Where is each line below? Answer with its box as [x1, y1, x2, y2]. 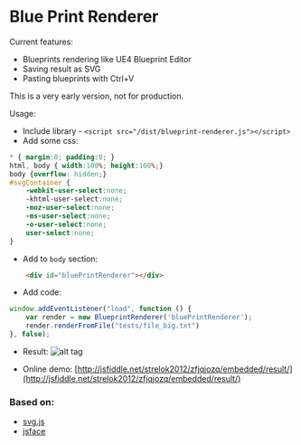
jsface [22, 426, 46, 437]
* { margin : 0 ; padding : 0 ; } [9, 152, 116, 162]
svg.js [22, 416, 45, 427]
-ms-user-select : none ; [25, 212, 111, 221]
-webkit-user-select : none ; [25, 186, 127, 195]
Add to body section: [22, 253, 99, 264]
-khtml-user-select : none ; [25, 194, 124, 204]
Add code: [22, 287, 61, 298]
